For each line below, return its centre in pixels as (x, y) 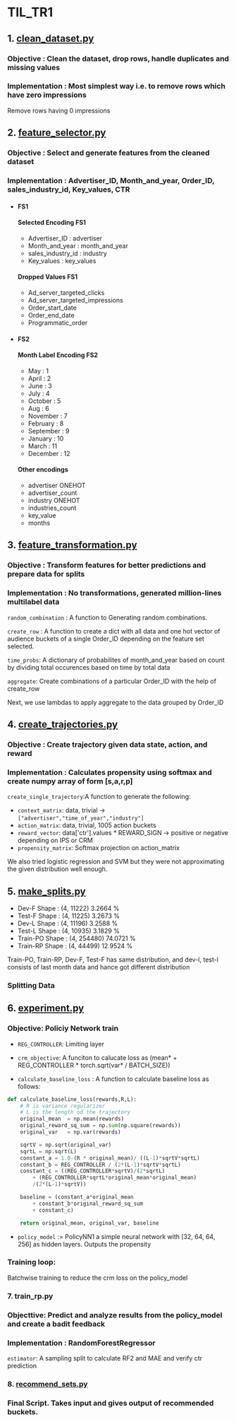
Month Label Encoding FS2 (58, 355)
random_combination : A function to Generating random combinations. (107, 617)
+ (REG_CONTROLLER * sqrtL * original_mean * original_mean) (115, 1178)
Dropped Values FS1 (48, 277)
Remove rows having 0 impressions (59, 110)
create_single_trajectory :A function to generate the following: (99, 797)
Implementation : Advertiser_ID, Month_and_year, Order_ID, (111, 181)
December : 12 (49, 453)
